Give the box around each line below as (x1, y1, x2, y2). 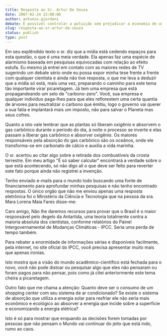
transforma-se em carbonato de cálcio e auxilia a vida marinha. (5, 142, 135, 148)
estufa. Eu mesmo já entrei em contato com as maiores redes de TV (5, 64, 144, 70)
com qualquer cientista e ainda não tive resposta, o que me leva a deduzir (5, 75, 157, 81)
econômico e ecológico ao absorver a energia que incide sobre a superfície (5, 300, 161, 306)
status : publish (5, 30, 39, 35)
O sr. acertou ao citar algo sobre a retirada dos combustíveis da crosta (5, 152, 150, 158)
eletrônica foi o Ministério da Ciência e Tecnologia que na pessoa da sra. (5, 193, 154, 199)
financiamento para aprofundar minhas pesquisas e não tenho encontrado (5, 183, 158, 189)
